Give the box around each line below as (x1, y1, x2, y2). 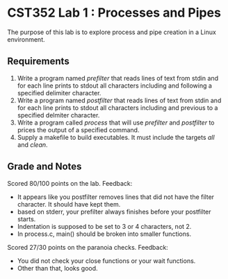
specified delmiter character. (17, 111, 100, 119)
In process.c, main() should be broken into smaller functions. (17, 230, 192, 238)
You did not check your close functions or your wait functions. (17, 256, 196, 265)
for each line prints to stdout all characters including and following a (17, 81, 212, 90)
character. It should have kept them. (17, 200, 121, 208)
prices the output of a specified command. (17, 125, 140, 134)
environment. (7, 35, 45, 43)
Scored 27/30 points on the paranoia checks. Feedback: (7, 243, 168, 251)
